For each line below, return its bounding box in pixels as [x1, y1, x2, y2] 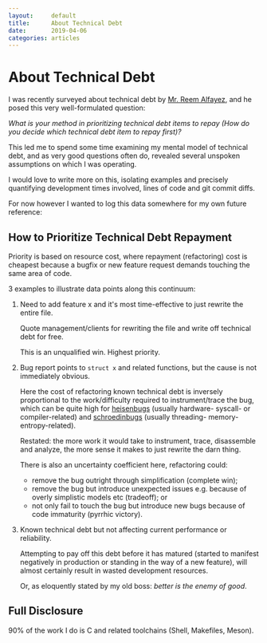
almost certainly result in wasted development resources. [19, 566, 209, 575]
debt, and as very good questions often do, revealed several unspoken [8, 151, 241, 160]
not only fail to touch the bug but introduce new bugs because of [31, 501, 245, 511]
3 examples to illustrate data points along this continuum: [8, 284, 196, 294]
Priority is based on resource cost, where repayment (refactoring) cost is [8, 252, 248, 261]
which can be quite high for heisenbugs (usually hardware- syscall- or [19, 404, 251, 413]
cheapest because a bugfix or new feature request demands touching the [8, 260, 250, 270]
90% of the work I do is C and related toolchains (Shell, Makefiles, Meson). [8, 625, 254, 635]
